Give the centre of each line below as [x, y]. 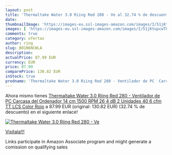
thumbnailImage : [23, 24]
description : [19, 53]
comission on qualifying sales [37, 147]
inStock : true [20, 76]
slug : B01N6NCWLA [24, 48]
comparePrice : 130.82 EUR [33, 72]
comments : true [21, 34]
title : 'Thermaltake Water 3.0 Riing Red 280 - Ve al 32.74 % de [76, 15]
